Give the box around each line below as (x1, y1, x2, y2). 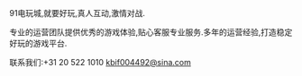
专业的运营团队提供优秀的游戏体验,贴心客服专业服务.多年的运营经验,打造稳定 (9, 27, 293, 38)
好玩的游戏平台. (9, 38, 68, 48)
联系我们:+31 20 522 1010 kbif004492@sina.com (9, 57, 191, 67)
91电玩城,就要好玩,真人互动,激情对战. (9, 8, 146, 18)
